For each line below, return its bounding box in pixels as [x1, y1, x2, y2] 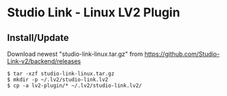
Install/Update [7, 32, 70, 44]
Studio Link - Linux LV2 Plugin [7, 5, 181, 20]
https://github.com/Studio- [144, 50, 220, 58]
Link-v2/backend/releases [7, 57, 81, 65]
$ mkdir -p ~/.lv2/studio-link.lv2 [7, 76, 109, 83]
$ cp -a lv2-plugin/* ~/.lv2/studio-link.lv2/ [7, 82, 142, 89]
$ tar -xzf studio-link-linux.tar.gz [7, 70, 115, 77]
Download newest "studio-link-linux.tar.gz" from [7, 50, 144, 58]
